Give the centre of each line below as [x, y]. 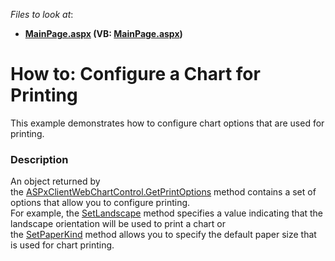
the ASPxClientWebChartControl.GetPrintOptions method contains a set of [163, 192]
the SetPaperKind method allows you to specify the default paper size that [163, 235]
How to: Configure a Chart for [135, 74]
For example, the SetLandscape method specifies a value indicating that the [167, 213]
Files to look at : [42, 14]
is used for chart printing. [62, 245]
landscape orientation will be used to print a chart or [118, 224]
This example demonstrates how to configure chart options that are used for [167, 123]
